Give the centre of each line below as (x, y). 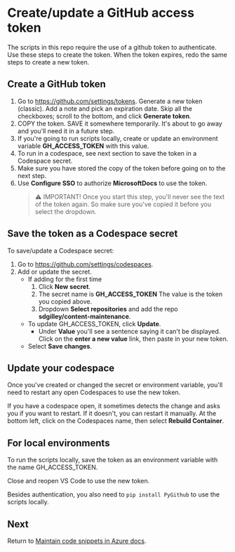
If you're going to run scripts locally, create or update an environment (118, 138)
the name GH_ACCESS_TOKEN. (53, 467)
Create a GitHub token (57, 85)
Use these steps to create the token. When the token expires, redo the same (117, 55)
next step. (32, 175)
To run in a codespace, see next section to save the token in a (107, 153)
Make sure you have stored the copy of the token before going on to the (121, 168)
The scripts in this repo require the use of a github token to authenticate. (112, 47)
